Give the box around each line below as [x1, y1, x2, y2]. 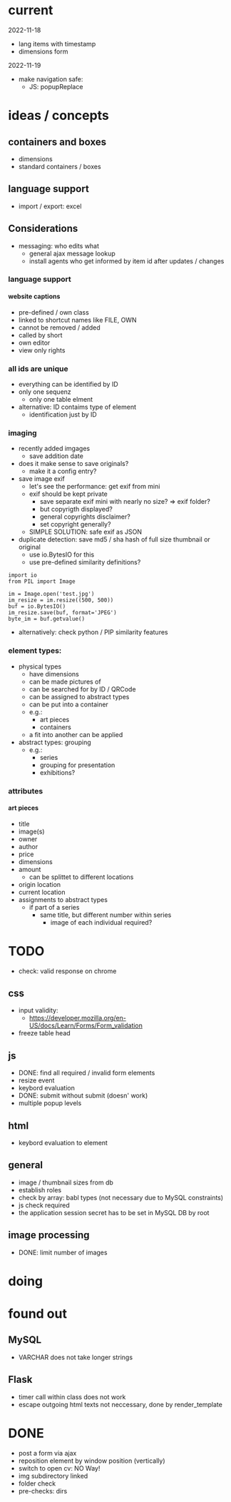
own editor [18, 338, 51, 347]
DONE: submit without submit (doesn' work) [18, 1091, 148, 1100]
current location [18, 888, 66, 896]
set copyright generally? [39, 520, 111, 529]
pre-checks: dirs [18, 1486, 68, 1495]
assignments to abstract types [18, 895, 108, 904]
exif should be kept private [29, 489, 108, 498]
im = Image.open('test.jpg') [8, 591, 95, 598]
